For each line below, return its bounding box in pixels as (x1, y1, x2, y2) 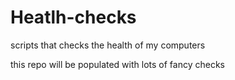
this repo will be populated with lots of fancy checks (10, 58, 225, 70)
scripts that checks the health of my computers (10, 39, 206, 51)
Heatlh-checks (10, 6, 137, 29)
